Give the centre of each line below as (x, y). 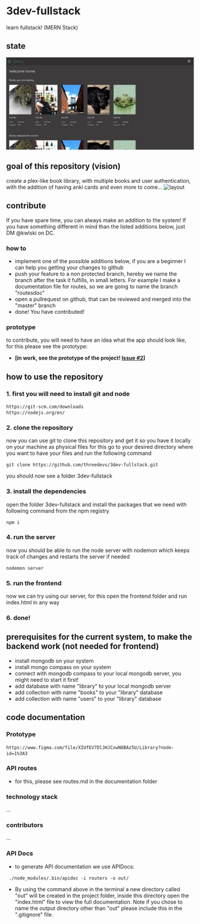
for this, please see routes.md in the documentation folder (86, 781)
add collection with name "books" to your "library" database (89, 692)
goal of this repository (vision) (63, 166)
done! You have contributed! (49, 311)
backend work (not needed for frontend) (83, 646)
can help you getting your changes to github (69, 267)
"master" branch (35, 305)
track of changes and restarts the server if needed (68, 556)
